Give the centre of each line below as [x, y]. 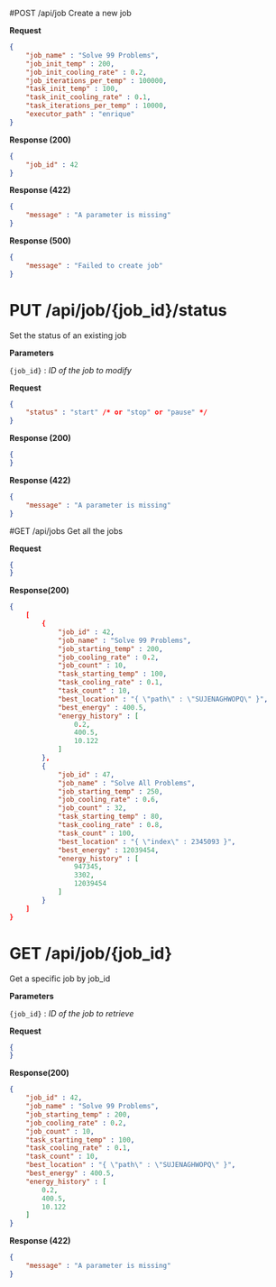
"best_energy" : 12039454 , [108, 850]
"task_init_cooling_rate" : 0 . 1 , [88, 97]
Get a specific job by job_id [60, 979]
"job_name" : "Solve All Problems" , [126, 783]
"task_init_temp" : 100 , [72, 89]
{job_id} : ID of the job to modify [71, 370]
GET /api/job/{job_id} [91, 953]
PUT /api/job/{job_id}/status [118, 310]
